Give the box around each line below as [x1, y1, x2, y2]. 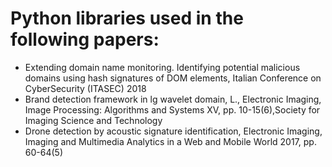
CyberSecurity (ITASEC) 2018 [24, 82, 147, 94]
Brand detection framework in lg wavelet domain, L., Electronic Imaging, [24, 93, 322, 105]
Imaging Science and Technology [24, 114, 163, 126]
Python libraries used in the [10, 7, 244, 30]
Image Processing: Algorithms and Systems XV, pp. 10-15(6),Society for [24, 103, 321, 116]
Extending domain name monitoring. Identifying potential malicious [24, 61, 301, 73]
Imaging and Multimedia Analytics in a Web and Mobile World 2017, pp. [24, 135, 317, 147]
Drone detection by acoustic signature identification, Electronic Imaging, [24, 125, 323, 137]
